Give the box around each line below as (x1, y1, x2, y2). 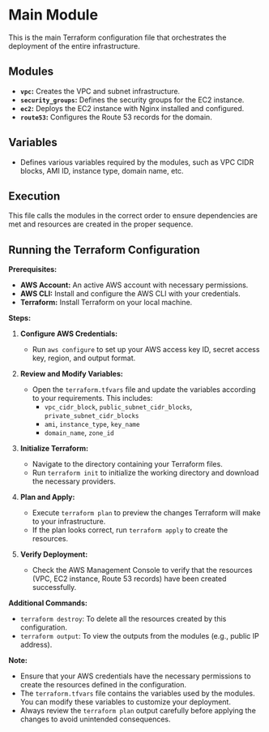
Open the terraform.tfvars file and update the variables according (32, 385, 257, 394)
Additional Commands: (8, 598, 88, 608)
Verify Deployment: (19, 549, 88, 559)
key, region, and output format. (32, 353, 136, 363)
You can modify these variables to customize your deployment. (19, 697, 231, 707)
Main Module (8, 6, 99, 24)
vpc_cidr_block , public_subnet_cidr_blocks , (44, 402, 193, 411)
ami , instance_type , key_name (44, 420, 140, 429)
